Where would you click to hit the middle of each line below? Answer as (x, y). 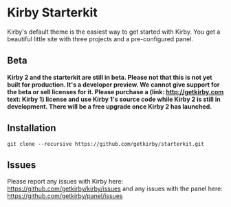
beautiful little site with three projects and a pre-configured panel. (100, 39)
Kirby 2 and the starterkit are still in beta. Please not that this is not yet (110, 77)
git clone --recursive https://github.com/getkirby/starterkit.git (106, 144)
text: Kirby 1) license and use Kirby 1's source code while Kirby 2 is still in (114, 99)
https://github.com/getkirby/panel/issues (65, 196)
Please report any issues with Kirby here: (65, 182)
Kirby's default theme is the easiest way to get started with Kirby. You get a (114, 32)
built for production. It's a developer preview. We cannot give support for (113, 85)
